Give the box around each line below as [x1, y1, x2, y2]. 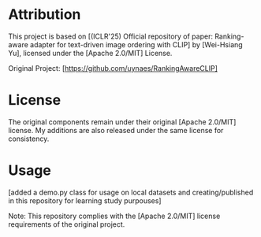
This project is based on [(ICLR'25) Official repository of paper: [8, 31, 213, 41]
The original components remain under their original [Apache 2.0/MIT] [8, 117, 237, 127]
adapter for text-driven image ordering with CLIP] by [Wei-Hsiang [30, 39, 243, 49]
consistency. [8, 134, 50, 143]
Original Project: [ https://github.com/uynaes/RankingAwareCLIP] [8, 63, 218, 72]
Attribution [8, 6, 81, 24]
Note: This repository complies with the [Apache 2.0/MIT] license [8, 211, 221, 220]
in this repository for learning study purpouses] [8, 195, 162, 206]
